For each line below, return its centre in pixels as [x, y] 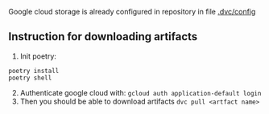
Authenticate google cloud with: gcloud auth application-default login [141, 92]
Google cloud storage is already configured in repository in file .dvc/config [132, 12]
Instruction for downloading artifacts [103, 37]
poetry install [34, 71]
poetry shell [30, 78]
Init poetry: [38, 56]
